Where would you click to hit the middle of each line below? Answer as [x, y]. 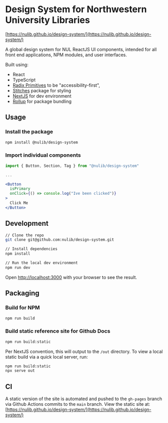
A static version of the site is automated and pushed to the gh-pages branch [84, 399]
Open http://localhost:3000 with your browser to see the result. [71, 277]
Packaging [22, 293]
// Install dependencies [31, 249]
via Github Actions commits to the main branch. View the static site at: [78, 404]
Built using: [17, 64]
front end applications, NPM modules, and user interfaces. [66, 55]
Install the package [29, 132]
